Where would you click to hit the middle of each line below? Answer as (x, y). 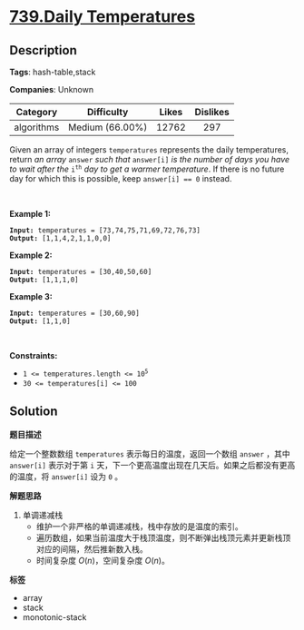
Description (43, 50)
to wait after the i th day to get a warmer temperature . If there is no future (147, 169)
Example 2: (31, 255)
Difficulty (108, 112)
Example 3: (31, 296)
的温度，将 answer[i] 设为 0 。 (66, 476)
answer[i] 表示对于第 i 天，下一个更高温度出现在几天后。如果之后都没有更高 (152, 465)
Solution (34, 412)
